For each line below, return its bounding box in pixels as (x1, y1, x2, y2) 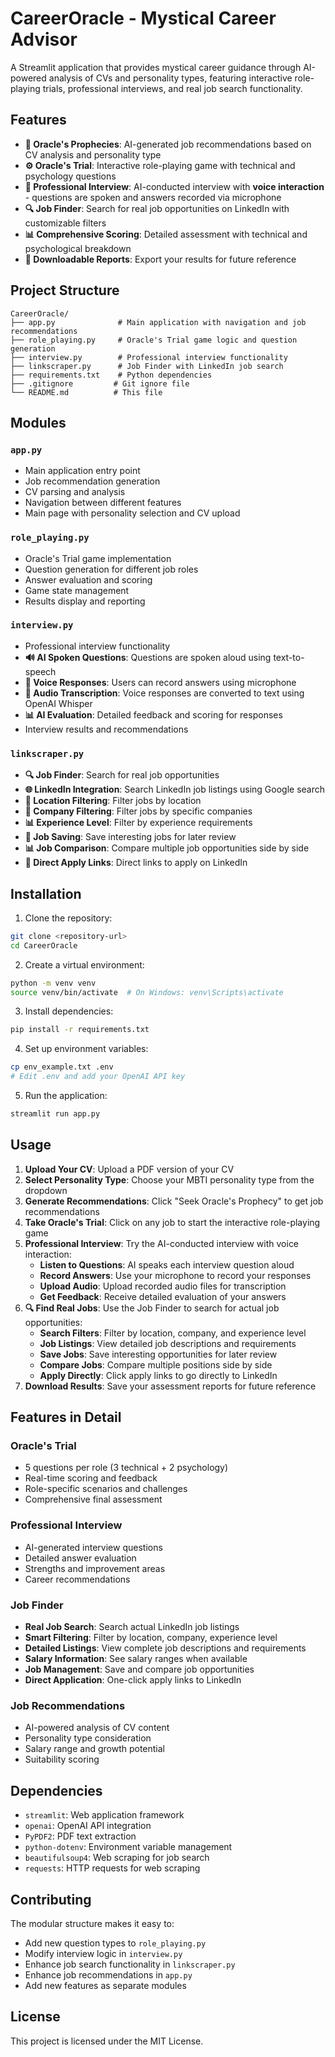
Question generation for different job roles (24, 563, 199, 575)
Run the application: (24, 1090, 108, 1102)
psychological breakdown (24, 242, 132, 254)
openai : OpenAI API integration (24, 1820, 152, 1832)
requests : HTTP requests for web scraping (24, 1862, 201, 1874)
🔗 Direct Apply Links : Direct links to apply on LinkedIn (24, 857, 248, 869)
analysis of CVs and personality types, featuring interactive (48, 72, 293, 84)
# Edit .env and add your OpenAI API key (10, 1072, 186, 1082)
